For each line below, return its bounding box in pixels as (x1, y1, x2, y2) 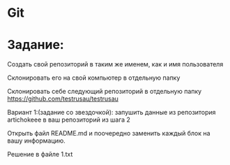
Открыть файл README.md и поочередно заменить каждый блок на (7, 129, 210, 138)
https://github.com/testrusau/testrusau (7, 94, 118, 103)
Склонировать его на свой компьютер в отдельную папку (7, 73, 181, 82)
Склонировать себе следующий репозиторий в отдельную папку (7, 87, 202, 96)
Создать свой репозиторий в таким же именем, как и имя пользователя (7, 60, 224, 69)
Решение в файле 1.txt (7, 150, 73, 159)
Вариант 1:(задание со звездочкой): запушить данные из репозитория (7, 108, 216, 117)
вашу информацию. (7, 136, 66, 145)
